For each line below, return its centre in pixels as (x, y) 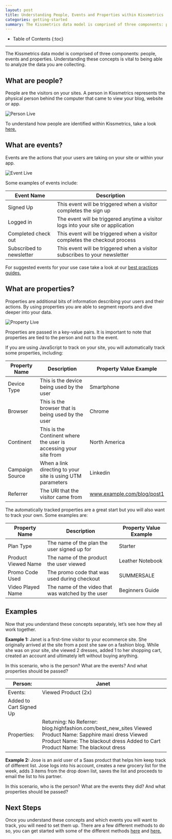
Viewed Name (25, 564)
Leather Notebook (141, 560)
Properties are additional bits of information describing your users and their (85, 301)
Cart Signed (22, 707)
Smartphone (104, 387)
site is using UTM (61, 476)
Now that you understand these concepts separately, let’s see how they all (84, 624)
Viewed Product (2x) (67, 692)
